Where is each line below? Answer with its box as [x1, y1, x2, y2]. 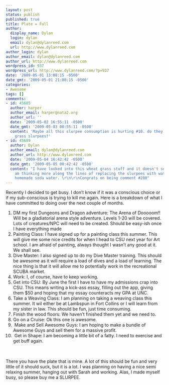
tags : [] [6, 91, 24, 97]
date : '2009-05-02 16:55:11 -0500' [10, 119, 85, 125]
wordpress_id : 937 [6, 63, 44, 68]
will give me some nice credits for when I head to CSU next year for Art [13, 237, 160, 243]
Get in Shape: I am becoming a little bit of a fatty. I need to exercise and [14, 333, 162, 339]
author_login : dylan [6, 49, 49, 54]
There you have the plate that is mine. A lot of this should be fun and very [6, 358, 157, 364]
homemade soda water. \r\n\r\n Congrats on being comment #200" [15, 175, 150, 181]
